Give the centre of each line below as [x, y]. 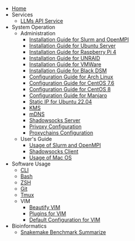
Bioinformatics [29, 226]
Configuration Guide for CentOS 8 [70, 89]
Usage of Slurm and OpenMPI [65, 145]
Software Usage [31, 164]
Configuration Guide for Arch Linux [71, 77]
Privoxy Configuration [55, 126]
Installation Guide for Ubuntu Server [72, 46]
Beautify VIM [45, 207]
